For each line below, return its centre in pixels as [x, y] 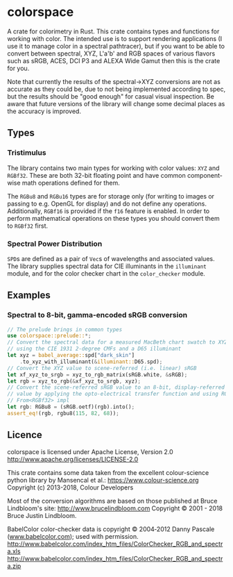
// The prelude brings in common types [65, 329]
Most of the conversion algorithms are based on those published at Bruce [112, 501]
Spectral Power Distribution [55, 244]
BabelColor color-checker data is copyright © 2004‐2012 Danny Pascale [111, 529]
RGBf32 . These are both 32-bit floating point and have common [96, 175]
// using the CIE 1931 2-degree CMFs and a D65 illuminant [94, 349]
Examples [29, 295]
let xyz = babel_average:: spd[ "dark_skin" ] [71, 356]
